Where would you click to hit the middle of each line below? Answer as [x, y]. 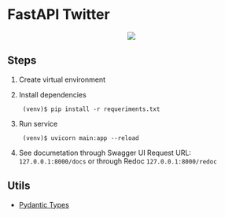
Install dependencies [53, 94]
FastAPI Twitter [59, 15]
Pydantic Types [44, 204]
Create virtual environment [62, 79]
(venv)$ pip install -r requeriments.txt [91, 109]
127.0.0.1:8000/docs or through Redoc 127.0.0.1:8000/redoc [118, 161]
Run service [38, 123]
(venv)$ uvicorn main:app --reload [81, 138]
